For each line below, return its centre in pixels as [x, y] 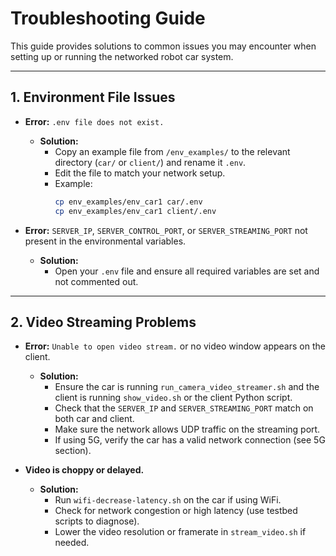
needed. [72, 543]
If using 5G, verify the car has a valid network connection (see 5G [190, 440]
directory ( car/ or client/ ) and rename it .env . [150, 162]
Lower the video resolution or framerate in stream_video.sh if [180, 532]
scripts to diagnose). [97, 521]
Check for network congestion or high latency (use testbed [176, 511]
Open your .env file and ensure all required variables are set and [187, 271]
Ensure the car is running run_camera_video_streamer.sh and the [187, 387]
